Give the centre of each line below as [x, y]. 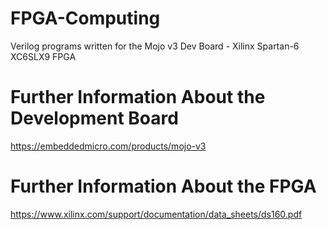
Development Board [94, 118]
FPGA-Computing [85, 18]
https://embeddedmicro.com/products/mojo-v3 [108, 146]
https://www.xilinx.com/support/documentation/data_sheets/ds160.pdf [156, 214]
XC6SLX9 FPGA [43, 56]
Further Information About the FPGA [163, 186]
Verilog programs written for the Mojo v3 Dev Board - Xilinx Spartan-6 [155, 46]
